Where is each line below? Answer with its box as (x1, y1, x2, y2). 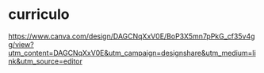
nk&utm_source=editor (8, 57, 83, 66)
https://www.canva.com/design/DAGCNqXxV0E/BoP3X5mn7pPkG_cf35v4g (8, 31, 255, 41)
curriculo (8, 5, 70, 24)
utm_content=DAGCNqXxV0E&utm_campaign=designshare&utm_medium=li (8, 48, 256, 57)
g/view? (8, 39, 34, 49)
